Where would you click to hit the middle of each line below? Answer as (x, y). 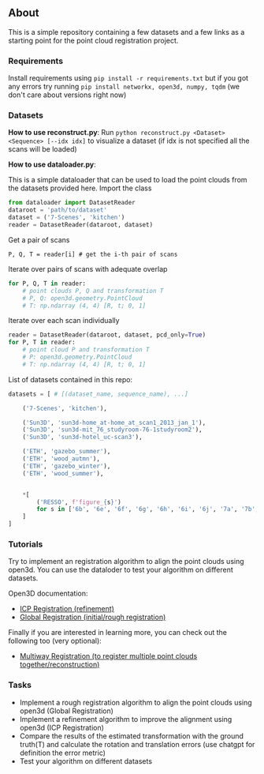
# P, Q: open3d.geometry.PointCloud (83, 298)
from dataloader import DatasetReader (72, 203)
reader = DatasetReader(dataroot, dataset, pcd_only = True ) (107, 335)
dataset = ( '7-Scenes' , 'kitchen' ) (67, 218)
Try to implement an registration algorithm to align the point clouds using (126, 562)
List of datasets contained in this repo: (70, 379)
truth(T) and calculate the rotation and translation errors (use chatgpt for (137, 744)
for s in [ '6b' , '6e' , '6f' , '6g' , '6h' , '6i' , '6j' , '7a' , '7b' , (148, 509)
